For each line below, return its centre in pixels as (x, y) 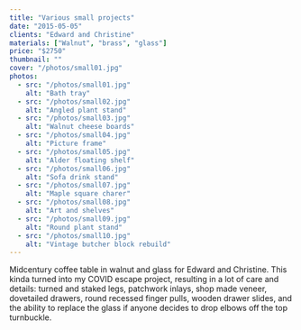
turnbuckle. (31, 317)
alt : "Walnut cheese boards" (80, 127)
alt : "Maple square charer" (78, 194)
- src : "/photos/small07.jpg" (74, 186)
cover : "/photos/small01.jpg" (66, 69)
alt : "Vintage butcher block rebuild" (98, 244)
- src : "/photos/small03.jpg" (74, 118)
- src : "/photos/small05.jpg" (74, 151)
